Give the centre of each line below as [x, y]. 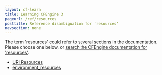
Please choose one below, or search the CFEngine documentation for [76, 47]
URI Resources [28, 62]
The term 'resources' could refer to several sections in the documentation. [81, 42]
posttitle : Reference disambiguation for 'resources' [62, 23]
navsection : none [23, 28]
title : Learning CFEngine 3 [34, 14]
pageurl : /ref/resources [31, 19]
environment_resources [37, 68]
